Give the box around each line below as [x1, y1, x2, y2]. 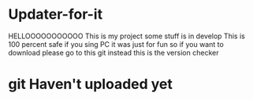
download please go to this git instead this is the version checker [8, 48, 219, 57]
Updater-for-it [8, 5, 103, 23]
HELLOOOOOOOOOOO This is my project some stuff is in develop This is [8, 31, 246, 41]
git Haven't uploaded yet [8, 76, 173, 93]
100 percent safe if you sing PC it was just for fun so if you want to [8, 39, 225, 48]
